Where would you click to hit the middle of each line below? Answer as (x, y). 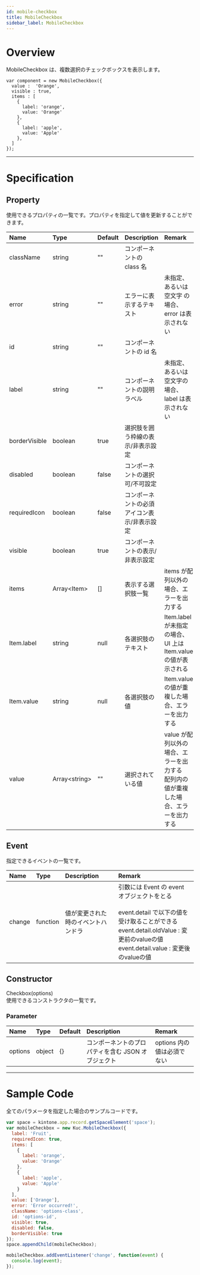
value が (176, 735)
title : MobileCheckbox (34, 17)
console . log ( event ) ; (37, 1261)
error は (175, 314)
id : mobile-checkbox (32, 12)
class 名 (136, 267)
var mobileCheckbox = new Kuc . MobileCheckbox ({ (66, 1128)
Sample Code (40, 1094)
